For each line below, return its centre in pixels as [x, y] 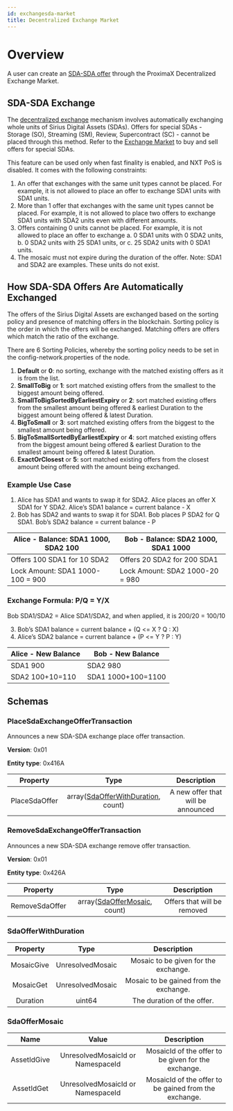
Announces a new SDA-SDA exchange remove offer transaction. [99, 845]
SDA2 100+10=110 [43, 676]
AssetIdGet [30, 1089]
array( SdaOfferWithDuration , [114, 797]
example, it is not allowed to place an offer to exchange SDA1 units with [119, 191]
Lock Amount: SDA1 [43, 571]
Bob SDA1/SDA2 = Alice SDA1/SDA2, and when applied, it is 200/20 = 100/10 [116, 615]
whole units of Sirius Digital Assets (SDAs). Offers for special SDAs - [105, 127]
